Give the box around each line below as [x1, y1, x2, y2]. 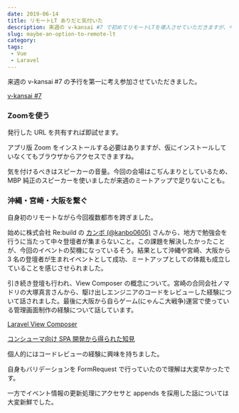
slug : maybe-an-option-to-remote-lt [7, 30, 116, 38]
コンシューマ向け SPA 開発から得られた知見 [7, 335, 135, 343]
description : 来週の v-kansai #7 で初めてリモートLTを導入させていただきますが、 [7, 23, 229, 31]
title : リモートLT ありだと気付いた [7, 17, 103, 24]
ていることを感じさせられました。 [7, 264, 107, 273]
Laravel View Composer [7, 320, 78, 328]
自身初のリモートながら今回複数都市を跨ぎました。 [7, 213, 157, 221]
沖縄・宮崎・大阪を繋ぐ [7, 195, 87, 205]
